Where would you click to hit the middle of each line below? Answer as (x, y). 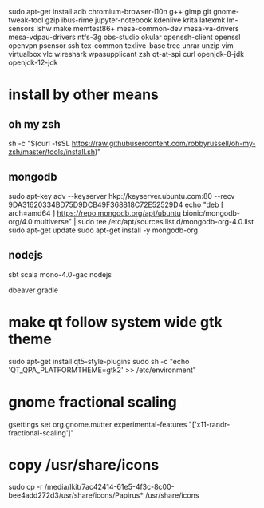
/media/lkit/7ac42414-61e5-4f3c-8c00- (109, 487)
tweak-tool (26, 20)
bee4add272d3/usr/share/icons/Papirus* (76, 495)
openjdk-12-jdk (33, 62)
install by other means (84, 95)
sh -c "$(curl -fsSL (39, 143)
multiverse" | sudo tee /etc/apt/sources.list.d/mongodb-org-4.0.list (144, 221)
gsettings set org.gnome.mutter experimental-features (98, 424)
